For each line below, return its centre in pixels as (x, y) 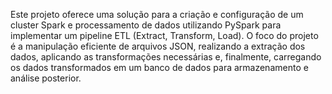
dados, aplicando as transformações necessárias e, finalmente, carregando (166, 57)
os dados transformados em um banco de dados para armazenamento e (159, 67)
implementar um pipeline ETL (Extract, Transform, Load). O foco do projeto (164, 35)
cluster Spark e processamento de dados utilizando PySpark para (146, 25)
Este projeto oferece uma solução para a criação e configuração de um (157, 14)
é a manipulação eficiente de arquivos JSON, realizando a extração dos (158, 46)
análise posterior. (46, 78)
